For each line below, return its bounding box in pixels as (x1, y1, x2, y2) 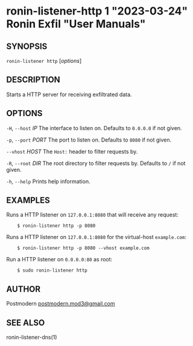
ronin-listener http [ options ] (6, 57, 82, 64)
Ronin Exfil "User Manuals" (6, 17, 146, 31)
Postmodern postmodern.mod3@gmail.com (6, 300, 116, 307)
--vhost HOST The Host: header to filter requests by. (6, 148, 138, 155)
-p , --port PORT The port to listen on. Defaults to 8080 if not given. (6, 136, 172, 143)
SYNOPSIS (6, 41, 48, 51)
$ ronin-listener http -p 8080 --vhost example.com (17, 245, 150, 252)
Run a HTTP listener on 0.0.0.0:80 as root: (6, 256, 113, 263)
